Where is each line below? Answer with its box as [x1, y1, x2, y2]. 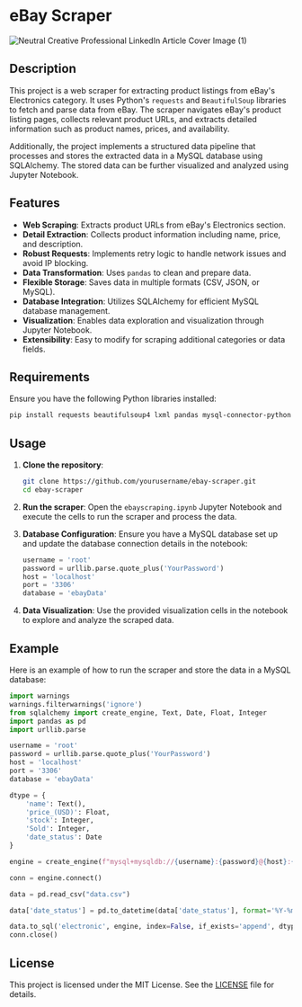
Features [9, 195, 60, 211]
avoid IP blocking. [22, 257, 89, 268]
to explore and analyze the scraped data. [22, 615, 174, 626]
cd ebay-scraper [22, 485, 84, 495]
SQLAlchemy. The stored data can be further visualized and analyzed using [9, 159, 289, 171]
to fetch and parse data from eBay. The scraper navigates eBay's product [9, 104, 281, 115]
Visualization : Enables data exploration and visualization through [22, 315, 264, 325]
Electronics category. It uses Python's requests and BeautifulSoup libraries [9, 94, 287, 105]
